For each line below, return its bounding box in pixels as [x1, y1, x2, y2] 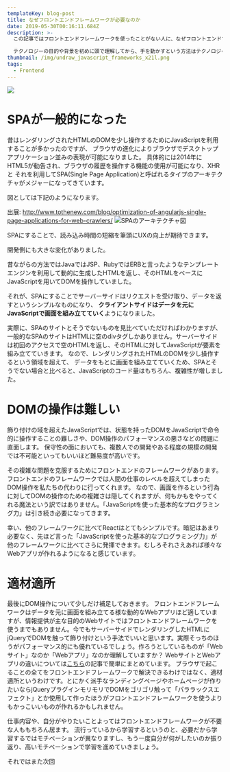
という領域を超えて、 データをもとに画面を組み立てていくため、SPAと [12, 358, 212, 366]
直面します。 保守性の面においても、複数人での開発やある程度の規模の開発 [7, 443, 218, 451]
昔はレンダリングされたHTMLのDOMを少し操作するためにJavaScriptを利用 [7, 135, 219, 144]
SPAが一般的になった [7, 111, 127, 127]
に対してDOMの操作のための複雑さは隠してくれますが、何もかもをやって [7, 491, 212, 500]
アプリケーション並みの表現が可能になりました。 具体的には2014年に [7, 152, 203, 161]
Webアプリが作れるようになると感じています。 [7, 549, 140, 557]
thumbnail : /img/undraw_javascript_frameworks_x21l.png [7, 54, 170, 62]
